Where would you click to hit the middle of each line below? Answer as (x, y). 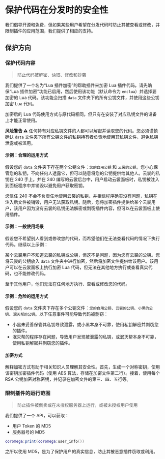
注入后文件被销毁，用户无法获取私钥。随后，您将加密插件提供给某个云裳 (78, 202)
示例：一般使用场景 (25, 226)
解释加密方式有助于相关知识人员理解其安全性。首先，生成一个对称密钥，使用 (82, 367)
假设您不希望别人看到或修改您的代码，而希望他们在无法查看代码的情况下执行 (82, 239)
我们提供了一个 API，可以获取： (37, 415)
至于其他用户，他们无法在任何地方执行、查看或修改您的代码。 (68, 284)
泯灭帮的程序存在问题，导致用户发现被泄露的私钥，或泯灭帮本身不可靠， (85, 337)
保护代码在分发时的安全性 (57, 10)
